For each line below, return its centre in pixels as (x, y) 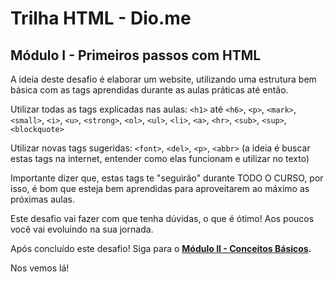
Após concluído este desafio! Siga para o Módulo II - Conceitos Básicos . (161, 248)
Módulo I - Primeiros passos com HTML (136, 55)
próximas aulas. (42, 199)
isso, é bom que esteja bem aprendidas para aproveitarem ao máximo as (160, 188)
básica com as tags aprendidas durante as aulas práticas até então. (149, 90)
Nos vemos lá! (40, 268)
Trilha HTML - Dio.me (101, 18)
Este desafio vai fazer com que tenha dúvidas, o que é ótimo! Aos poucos (162, 218)
